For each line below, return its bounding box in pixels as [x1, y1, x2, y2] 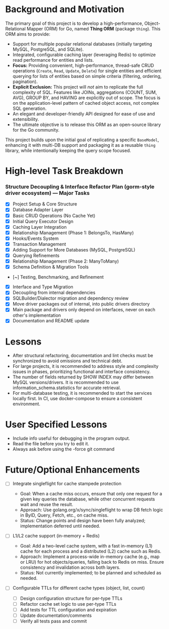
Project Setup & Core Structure [12, 201, 77, 207]
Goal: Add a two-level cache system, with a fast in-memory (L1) [20, 543, 153, 549]
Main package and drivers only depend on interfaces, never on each [12, 307, 156, 313]
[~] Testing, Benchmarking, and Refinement [12, 274, 104, 280]
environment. [12, 401, 40, 407]
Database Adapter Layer [12, 206, 64, 213]
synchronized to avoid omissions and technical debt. [12, 358, 122, 364]
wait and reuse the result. [20, 501, 73, 508]
